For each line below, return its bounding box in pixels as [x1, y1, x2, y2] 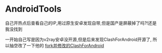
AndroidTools [5, 3, 62, 15]
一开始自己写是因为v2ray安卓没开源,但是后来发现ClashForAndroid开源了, [5, 36, 152, 42]
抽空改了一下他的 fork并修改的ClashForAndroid [9, 42, 105, 48]
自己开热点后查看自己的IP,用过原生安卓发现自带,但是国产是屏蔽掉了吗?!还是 [5, 20, 157, 26]
